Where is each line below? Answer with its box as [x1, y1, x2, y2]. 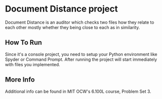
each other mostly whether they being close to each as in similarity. [5, 24, 140, 30]
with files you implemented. [5, 61, 60, 67]
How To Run [5, 39, 42, 47]
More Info [5, 76, 35, 84]
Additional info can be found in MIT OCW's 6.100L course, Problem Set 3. [5, 88, 151, 94]
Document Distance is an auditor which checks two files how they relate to [5, 19, 154, 25]
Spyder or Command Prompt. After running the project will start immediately [5, 57, 157, 62]
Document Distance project [5, 3, 118, 14]
